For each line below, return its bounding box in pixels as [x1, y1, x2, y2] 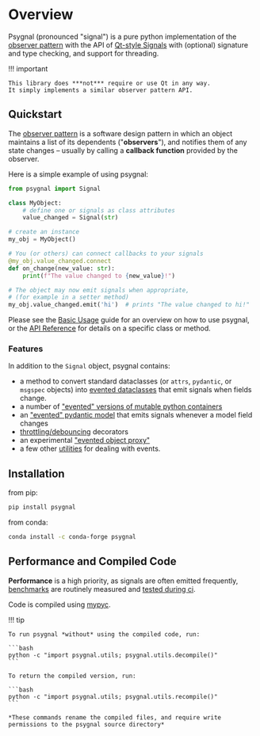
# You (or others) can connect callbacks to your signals [8, 250, 204, 257]
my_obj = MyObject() [8, 235, 77, 243]
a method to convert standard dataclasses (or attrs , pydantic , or [19, 376, 232, 386]
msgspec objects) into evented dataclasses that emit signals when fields [19, 385, 252, 395]
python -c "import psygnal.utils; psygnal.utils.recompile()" [8, 692, 218, 700]
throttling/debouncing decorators [19, 427, 129, 437]
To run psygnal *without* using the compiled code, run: [8, 630, 201, 639]
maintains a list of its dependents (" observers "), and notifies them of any [8, 137, 247, 147]
